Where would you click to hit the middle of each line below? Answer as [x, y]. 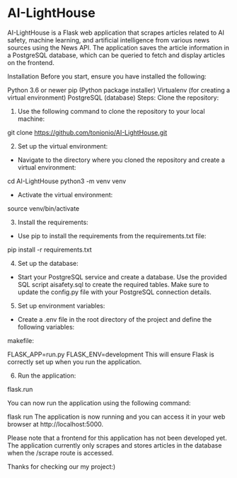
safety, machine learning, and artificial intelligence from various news [109, 40]
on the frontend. [31, 62]
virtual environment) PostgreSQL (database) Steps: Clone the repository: [113, 98]
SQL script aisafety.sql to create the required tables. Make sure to [113, 284]
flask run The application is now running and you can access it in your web [116, 416]
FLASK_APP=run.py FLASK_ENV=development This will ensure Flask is [111, 354]
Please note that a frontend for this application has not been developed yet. [117, 438]
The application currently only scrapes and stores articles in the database [115, 445]
